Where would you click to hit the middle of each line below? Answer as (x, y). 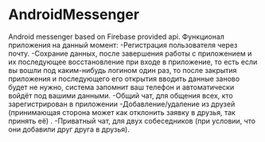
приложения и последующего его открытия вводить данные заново (124, 79)
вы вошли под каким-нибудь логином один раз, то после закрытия (123, 70)
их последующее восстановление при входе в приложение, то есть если (133, 62)
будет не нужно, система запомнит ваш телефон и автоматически (121, 87)
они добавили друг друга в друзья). (69, 129)
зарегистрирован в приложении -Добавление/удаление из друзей (122, 104)
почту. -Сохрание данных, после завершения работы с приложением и (130, 53)
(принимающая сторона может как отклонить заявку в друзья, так (122, 112)
